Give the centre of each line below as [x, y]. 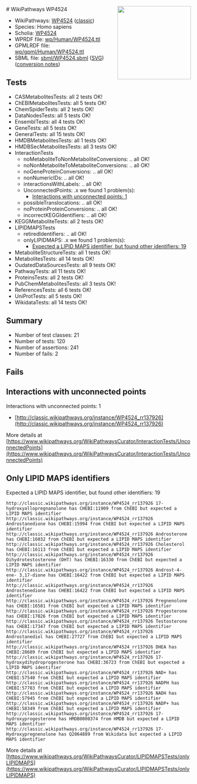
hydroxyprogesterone [31, 719]
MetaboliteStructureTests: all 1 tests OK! [62, 252]
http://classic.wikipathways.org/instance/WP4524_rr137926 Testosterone [97, 621]
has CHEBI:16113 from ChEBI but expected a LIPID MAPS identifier [89, 549]
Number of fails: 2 [36, 354]
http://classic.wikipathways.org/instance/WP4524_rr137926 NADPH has [93, 683]
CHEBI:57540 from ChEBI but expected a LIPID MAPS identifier [84, 678]
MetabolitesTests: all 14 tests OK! [55, 259]
